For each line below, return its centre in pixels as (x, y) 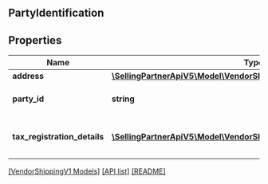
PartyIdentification (56, 13)
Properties (35, 40)
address (28, 76)
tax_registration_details (58, 137)
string (123, 99)
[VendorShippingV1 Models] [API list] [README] (87, 171)
